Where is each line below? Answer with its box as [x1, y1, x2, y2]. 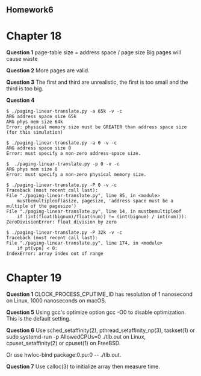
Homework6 [6, 5, 54, 15]
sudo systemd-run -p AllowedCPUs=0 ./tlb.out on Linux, [6, 333, 146, 340]
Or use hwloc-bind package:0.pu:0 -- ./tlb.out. [6, 351, 122, 359]
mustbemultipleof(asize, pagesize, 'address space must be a [17, 198, 173, 204]
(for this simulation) [6, 130, 63, 136]
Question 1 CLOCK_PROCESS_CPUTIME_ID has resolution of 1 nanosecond [6, 290, 193, 298]
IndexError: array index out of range [6, 251, 104, 257]
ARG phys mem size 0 [6, 166, 58, 172]
